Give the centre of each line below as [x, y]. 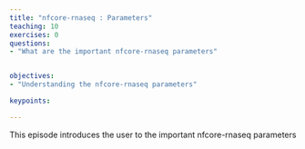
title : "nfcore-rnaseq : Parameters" [81, 18]
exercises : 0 [34, 35]
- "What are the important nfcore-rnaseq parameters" [114, 52]
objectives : [32, 76]
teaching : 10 [34, 26]
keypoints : [30, 101]
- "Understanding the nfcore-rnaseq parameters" [103, 84]
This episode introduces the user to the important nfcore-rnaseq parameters [153, 134]
